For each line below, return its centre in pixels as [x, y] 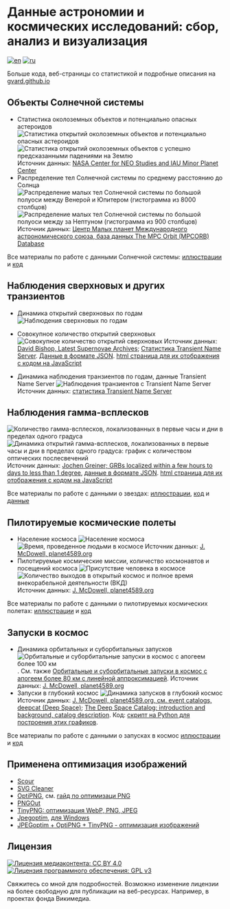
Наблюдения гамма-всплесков [78, 413]
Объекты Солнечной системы [76, 103]
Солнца [28, 185]
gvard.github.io [28, 81]
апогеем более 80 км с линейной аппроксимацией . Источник [108, 678]
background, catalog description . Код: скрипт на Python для [103, 715]
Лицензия [30, 847]
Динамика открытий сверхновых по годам [80, 313]
